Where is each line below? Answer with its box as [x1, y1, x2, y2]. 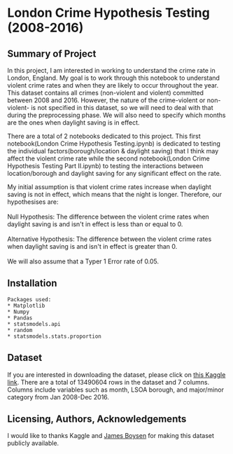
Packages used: [7, 296, 52, 303]
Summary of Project [7, 48, 97, 60]
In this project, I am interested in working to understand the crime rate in [7, 67, 216, 74]
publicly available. [7, 439, 59, 448]
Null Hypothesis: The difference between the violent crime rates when [7, 212, 210, 221]
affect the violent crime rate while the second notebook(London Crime [7, 154, 210, 163]
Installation [7, 277, 57, 289]
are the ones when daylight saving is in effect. [7, 118, 140, 127]
